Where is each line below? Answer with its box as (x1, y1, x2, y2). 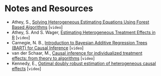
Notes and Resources (4, 3, 94, 14)
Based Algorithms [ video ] (11, 24, 63, 30)
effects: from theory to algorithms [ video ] (11, 55, 95, 61)
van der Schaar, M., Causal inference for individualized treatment (11, 50, 142, 56)
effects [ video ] (11, 65, 41, 71)
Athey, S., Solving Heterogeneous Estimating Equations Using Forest (11, 19, 149, 25)
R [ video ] (11, 35, 30, 40)
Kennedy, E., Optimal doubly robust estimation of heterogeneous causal (11, 60, 157, 66)
